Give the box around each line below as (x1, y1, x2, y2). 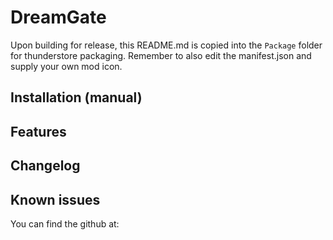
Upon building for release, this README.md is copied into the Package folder (10, 39, 323, 51)
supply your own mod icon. (10, 60, 123, 72)
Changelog (10, 157, 81, 175)
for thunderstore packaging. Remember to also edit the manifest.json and (10, 49, 312, 61)
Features (10, 123, 67, 140)
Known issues (10, 191, 101, 208)
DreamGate (10, 6, 107, 29)
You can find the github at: (10, 217, 120, 230)
